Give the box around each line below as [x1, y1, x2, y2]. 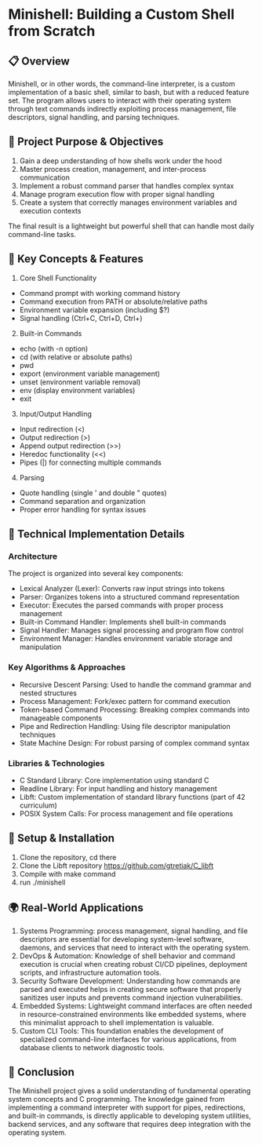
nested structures [19, 688, 77, 698]
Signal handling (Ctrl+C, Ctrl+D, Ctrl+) [19, 313, 143, 323]
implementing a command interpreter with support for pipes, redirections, [8, 1103, 246, 1112]
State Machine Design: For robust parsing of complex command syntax [19, 738, 249, 747]
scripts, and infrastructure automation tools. [19, 968, 162, 977]
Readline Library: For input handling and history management [19, 783, 217, 793]
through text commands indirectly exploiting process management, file [8, 104, 237, 113]
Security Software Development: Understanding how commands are [19, 975, 241, 986]
